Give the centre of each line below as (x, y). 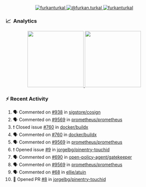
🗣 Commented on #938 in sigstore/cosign (57, 112)
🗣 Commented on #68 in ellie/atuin (49, 172)
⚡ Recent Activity (27, 99)
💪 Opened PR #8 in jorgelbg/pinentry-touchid (59, 179)
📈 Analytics (21, 21)
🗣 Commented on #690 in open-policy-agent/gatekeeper (73, 157)
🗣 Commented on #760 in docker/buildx (55, 134)
